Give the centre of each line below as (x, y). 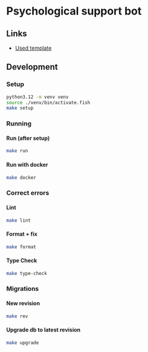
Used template (33, 48)
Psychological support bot (74, 11)
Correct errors (28, 193)
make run (17, 151)
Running (19, 124)
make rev (17, 316)
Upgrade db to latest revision (43, 330)
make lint (19, 220)
